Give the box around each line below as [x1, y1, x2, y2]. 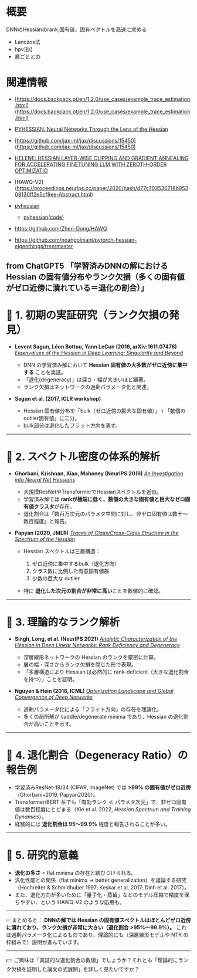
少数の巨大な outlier [32, 575, 80, 582]
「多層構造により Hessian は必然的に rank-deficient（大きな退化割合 [23, 668, 189, 675]
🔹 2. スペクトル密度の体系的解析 [6, 450, 160, 463]
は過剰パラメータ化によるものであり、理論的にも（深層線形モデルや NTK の [6, 931, 189, 938]
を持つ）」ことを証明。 [23, 676, 78, 683]
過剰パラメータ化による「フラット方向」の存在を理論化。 [23, 706, 162, 713]
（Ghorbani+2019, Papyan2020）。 [14, 791, 98, 798]
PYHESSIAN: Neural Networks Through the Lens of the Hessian [14, 126, 168, 133]
